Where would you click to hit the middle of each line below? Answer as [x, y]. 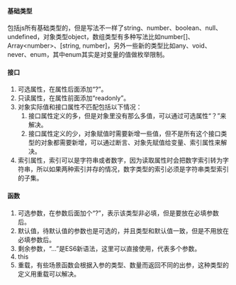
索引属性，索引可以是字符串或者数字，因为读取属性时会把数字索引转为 [120, 161]
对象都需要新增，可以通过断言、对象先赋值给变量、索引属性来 [131, 143]
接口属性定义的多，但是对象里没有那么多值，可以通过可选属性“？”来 [127, 116]
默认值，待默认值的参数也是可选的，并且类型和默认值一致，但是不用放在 [123, 230]
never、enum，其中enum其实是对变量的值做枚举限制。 [88, 55]
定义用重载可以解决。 [49, 274]
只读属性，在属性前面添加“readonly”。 [73, 98]
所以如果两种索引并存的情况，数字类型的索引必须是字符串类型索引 [133, 169]
